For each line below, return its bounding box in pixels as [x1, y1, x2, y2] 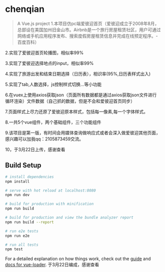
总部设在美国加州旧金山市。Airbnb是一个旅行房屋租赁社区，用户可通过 [17, 26, 161, 33]
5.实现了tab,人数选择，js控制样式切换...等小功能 [5, 81, 102, 87]
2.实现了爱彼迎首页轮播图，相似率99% [5, 50, 84, 56]
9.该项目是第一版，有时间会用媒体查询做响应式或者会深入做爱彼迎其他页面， [5, 130, 161, 136]
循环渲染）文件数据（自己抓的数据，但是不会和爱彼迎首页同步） [5, 98, 135, 104]
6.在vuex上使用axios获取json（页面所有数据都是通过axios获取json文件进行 [5, 92, 157, 98]
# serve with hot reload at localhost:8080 [5, 188, 96, 193]
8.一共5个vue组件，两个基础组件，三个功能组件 [5, 119, 101, 125]
